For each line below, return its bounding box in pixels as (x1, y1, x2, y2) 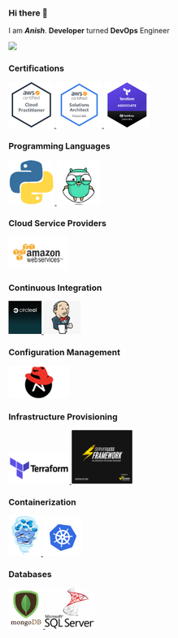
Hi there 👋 (8, 7, 49, 19)
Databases (8, 569, 52, 580)
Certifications (8, 63, 65, 74)
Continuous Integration (8, 282, 102, 293)
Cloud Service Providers (8, 217, 107, 228)
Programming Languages (8, 140, 111, 151)
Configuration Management (8, 347, 120, 358)
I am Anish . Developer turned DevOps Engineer (8, 26, 170, 36)
